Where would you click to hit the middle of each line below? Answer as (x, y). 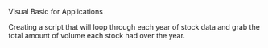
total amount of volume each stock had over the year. (97, 36)
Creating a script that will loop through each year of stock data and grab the (134, 27)
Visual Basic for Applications (56, 12)
